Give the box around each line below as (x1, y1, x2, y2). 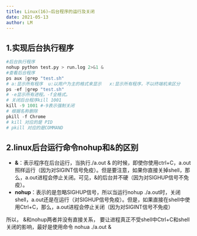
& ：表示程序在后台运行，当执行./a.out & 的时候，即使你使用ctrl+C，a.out (14, 159, 191, 166)
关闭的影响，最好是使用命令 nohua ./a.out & (6, 224, 112, 231)
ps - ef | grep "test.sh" (6, 86, 65, 92)
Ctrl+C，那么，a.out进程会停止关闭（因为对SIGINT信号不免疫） (19, 204, 173, 211)
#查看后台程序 (6, 70, 35, 76)
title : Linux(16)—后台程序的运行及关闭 (6, 8, 95, 15)
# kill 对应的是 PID (6, 119, 53, 125)
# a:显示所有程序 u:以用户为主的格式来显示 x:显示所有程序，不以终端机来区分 (6, 81, 181, 87)
